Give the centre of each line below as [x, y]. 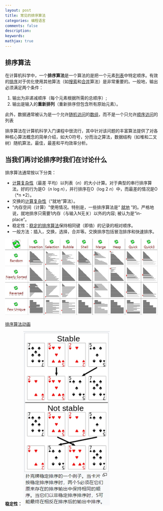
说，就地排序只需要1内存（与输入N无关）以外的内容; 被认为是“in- [77, 213]
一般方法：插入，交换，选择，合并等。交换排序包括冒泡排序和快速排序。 [84, 231]
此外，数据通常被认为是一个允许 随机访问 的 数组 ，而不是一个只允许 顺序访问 [79, 114]
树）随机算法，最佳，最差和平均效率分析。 [48, 143]
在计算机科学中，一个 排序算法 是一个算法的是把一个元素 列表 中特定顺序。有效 [81, 75]
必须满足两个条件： [24, 87]
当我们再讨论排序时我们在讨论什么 [56, 160]
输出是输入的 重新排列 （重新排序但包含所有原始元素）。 [66, 104]
